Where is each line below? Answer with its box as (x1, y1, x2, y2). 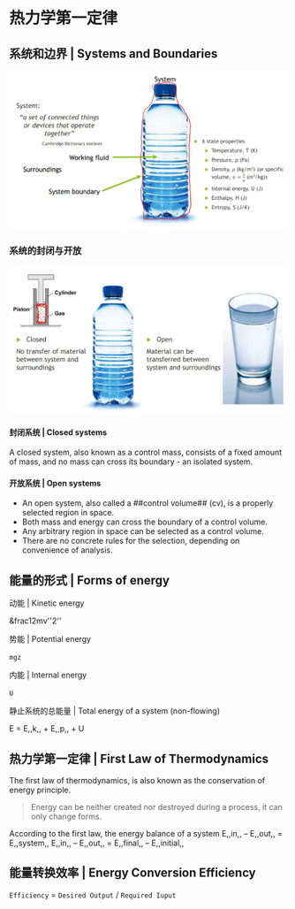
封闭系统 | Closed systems (9, 426, 108, 438)
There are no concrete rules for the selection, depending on (21, 536, 240, 546)
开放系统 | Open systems (9, 477, 102, 488)
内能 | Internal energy (9, 669, 87, 681)
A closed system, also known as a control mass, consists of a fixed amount (9, 447, 283, 458)
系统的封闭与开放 (9, 245, 82, 257)
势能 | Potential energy (9, 634, 91, 645)
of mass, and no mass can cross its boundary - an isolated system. (9, 456, 253, 467)
